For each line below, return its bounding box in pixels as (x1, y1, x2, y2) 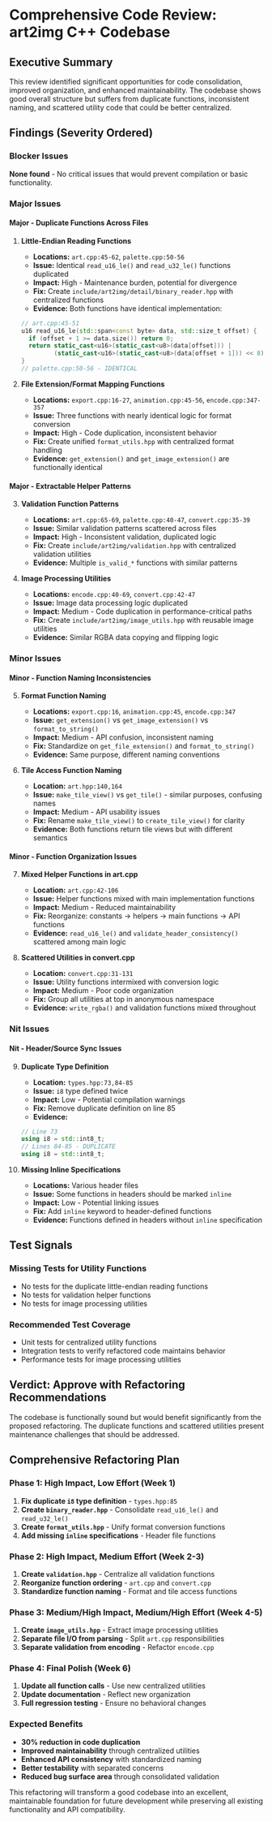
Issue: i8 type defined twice (32, 1086, 129, 1095)
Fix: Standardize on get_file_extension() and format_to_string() (32, 741, 255, 751)
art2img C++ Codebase (9, 23, 171, 41)
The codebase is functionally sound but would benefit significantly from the (9, 1412, 261, 1422)
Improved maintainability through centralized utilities (20, 1746, 201, 1755)
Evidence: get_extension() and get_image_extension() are (32, 453, 230, 464)
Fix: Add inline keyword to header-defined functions (32, 1207, 212, 1216)
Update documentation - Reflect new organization (20, 1690, 191, 1699)
